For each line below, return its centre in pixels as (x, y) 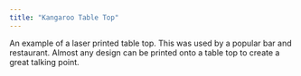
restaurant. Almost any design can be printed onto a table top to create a (145, 52)
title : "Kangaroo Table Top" (64, 17)
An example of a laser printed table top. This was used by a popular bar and (150, 43)
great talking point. (44, 62)
